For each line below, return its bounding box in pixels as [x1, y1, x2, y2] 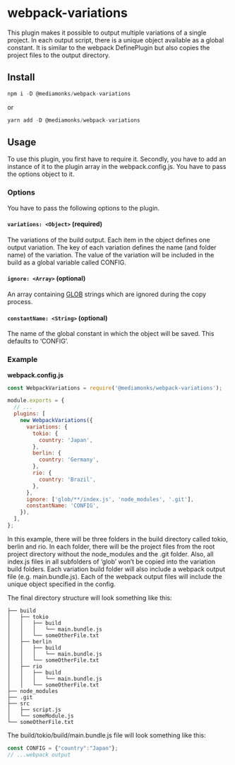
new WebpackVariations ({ [20, 417, 93, 424]
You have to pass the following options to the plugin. [7, 204, 160, 212]
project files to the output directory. [7, 51, 111, 59]
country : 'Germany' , [38, 456, 100, 464]
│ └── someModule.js [7, 712, 74, 719]
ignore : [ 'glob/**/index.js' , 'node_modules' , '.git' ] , [25, 496, 194, 503]
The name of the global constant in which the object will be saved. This [7, 329, 215, 338]
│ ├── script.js [7, 706, 61, 713]
